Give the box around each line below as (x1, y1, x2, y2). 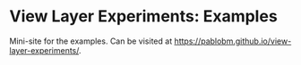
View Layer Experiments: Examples (9, 6, 278, 27)
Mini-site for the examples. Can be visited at (9, 36, 173, 46)
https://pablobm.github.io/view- (174, 36, 292, 46)
